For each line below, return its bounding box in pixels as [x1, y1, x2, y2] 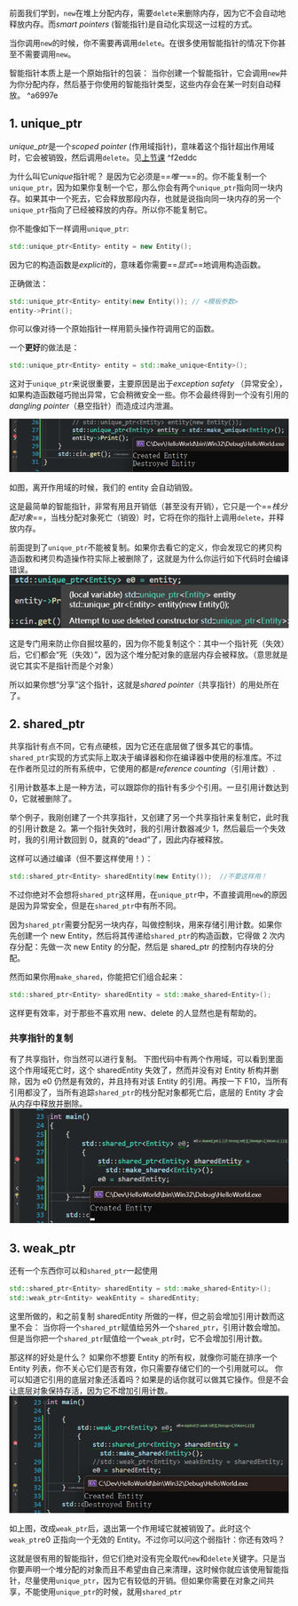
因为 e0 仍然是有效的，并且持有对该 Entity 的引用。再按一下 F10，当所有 [24, 1076, 288, 1087]
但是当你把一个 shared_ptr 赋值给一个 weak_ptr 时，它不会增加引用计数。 [9, 1332, 268, 1344]
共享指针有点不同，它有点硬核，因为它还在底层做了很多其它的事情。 [9, 741, 258, 752]
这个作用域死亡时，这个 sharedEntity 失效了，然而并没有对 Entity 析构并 [9, 1065, 271, 1075]
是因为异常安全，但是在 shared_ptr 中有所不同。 [9, 900, 182, 911]
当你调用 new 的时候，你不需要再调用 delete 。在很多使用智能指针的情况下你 [9, 38, 278, 48]
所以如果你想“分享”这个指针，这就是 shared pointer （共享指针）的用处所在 [9, 679, 279, 690]
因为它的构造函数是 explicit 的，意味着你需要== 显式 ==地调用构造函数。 [9, 259, 266, 269]
